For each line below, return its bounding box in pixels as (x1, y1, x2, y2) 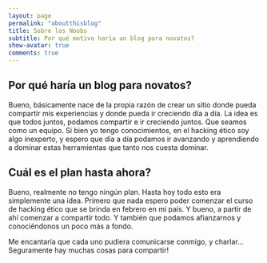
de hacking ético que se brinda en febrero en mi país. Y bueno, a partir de (8, 204, 252, 213)
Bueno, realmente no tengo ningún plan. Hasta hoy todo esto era (8, 187, 221, 196)
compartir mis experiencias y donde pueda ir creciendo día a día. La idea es (8, 108, 258, 118)
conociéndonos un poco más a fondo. (8, 221, 133, 231)
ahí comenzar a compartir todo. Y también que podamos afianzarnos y (8, 212, 241, 222)
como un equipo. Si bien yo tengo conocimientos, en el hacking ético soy (8, 125, 249, 135)
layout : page (8, 11, 52, 20)
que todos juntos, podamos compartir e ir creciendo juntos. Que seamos (8, 117, 247, 127)
